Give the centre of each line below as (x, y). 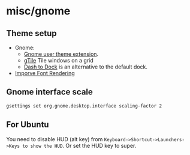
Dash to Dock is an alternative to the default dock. (86, 67)
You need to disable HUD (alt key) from (55, 139)
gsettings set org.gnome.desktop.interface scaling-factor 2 (84, 106)
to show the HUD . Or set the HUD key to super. (79, 145)
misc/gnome (38, 11)
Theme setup (31, 33)
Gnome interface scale (49, 92)
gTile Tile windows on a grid (59, 60)
